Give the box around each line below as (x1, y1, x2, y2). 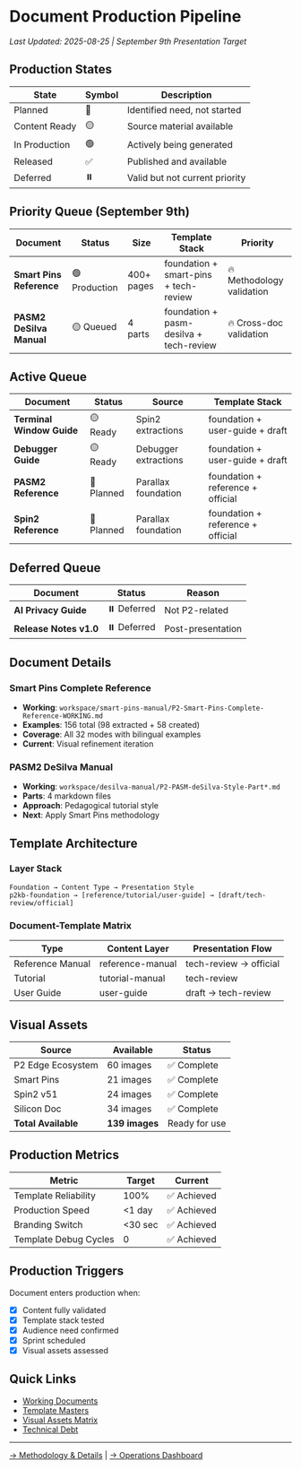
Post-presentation (164, 622, 243, 635)
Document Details (9, 654, 112, 670)
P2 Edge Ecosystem (13, 1059, 99, 1071)
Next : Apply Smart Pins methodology (21, 809, 159, 821)
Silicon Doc (13, 1102, 62, 1115)
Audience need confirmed (21, 1325, 119, 1335)
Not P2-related (164, 603, 228, 616)
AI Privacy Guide (13, 603, 87, 616)
